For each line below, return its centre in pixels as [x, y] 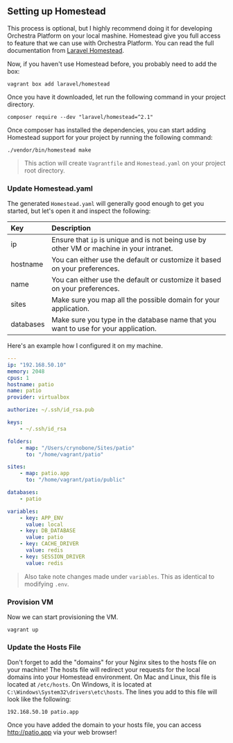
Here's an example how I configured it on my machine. [85, 346]
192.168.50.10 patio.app [43, 712]
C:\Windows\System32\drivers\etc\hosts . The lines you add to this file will [112, 692]
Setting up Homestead [57, 11]
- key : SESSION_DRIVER [52, 557]
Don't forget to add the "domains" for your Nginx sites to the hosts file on [112, 662]
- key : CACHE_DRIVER [49, 544]
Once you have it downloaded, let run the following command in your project [116, 97]
